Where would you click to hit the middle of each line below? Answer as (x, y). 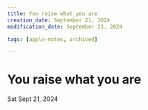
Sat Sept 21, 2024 (33, 99)
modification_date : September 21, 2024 (65, 26)
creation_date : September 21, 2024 (59, 20)
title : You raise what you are (52, 14)
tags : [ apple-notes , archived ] (52, 39)
